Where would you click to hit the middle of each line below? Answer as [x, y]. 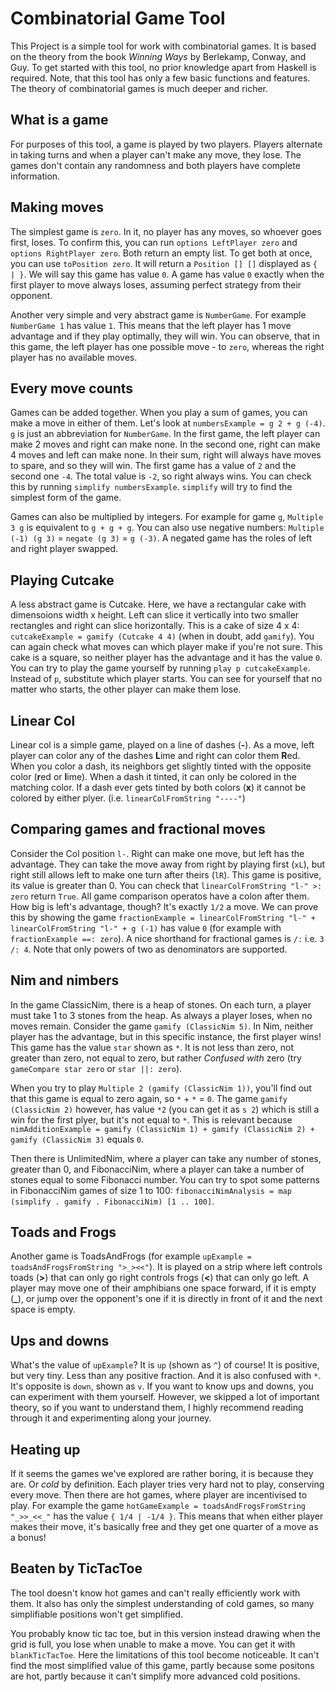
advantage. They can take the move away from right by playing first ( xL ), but [168, 864]
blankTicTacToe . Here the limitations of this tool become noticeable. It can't [165, 1654]
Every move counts [72, 388]
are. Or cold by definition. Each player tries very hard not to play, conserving [167, 1484]
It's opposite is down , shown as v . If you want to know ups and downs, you [162, 1386]
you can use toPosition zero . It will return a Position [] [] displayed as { [164, 263]
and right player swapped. [64, 549]
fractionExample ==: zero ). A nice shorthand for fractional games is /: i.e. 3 [167, 938]
